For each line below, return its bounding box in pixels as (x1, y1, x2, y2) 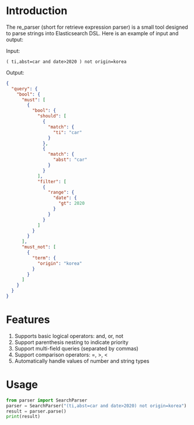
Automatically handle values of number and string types (14, 357, 150, 365)
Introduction (6, 4, 68, 18)
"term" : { (32, 255, 57, 261)
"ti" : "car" (53, 129, 82, 136)
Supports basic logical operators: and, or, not (14, 332, 124, 339)
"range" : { (47, 190, 75, 195)
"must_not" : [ (21, 244, 57, 250)
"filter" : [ (37, 178, 67, 184)
